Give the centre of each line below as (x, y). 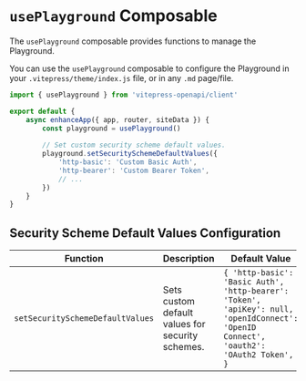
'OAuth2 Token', (258, 355)
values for (184, 324)
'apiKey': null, (258, 309)
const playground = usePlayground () (112, 129)
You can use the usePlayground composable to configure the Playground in (149, 68)
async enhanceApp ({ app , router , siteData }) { (117, 119)
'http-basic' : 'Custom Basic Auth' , (127, 162)
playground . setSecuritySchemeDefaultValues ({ (130, 154)
